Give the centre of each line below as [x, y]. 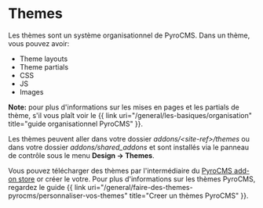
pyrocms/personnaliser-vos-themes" [68, 195]
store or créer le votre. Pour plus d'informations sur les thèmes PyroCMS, [137, 179]
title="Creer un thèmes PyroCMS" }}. [189, 195]
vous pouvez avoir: [39, 43]
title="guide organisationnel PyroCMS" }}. [76, 124]
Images [31, 91]
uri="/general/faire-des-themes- [141, 187]
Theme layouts [44, 59]
